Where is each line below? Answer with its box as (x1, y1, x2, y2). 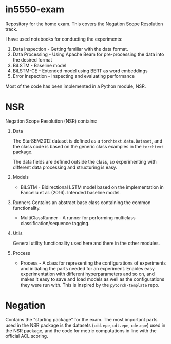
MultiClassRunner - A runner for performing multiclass (20, 214, 136, 221)
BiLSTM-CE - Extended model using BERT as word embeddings (12, 68, 148, 74)
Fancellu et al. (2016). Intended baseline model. (20, 189, 121, 195)
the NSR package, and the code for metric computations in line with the (5, 327, 157, 334)
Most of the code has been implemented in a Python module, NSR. (5, 83, 146, 89)
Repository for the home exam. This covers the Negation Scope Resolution (5, 21, 163, 27)
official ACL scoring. (5, 333, 48, 339)
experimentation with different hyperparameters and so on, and (20, 271, 155, 277)
